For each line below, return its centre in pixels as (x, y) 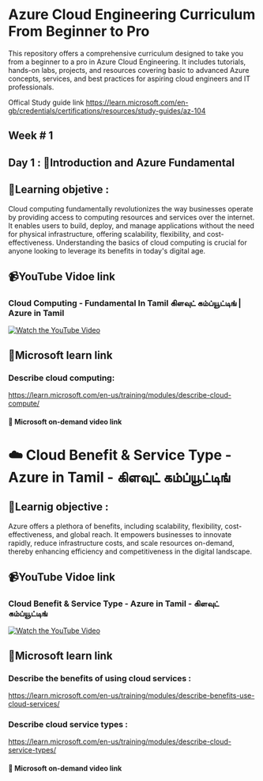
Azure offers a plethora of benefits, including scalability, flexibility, (116, 526)
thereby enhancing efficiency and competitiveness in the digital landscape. (130, 551)
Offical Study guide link (46, 102)
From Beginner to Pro (79, 31)
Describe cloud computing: (62, 378)
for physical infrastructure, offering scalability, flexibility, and (107, 234)
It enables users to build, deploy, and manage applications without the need (131, 225)
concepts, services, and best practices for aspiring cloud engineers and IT (130, 78)
